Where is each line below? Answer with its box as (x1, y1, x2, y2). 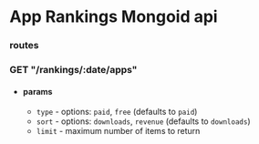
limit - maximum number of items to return (36, 126, 201, 137)
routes (9, 39, 39, 52)
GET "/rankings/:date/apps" (9, 64, 138, 77)
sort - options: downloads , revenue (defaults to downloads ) (36, 116, 251, 127)
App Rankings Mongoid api (9, 6, 218, 27)
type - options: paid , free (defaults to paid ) (36, 107, 198, 118)
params (22, 86, 53, 97)
